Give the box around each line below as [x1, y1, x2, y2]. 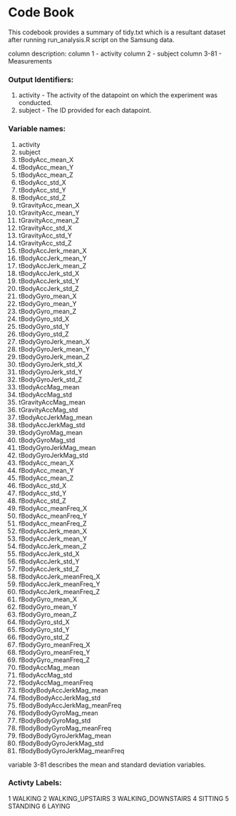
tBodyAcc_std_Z [18, 193, 66, 202]
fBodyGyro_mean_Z [18, 610, 77, 618]
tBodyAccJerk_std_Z [18, 284, 79, 292]
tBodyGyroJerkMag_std [18, 451, 88, 459]
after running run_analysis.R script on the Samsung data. [8, 35, 175, 44]
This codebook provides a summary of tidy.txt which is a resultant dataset [8, 28, 226, 36]
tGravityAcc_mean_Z [18, 215, 80, 225]
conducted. [18, 98, 53, 107]
